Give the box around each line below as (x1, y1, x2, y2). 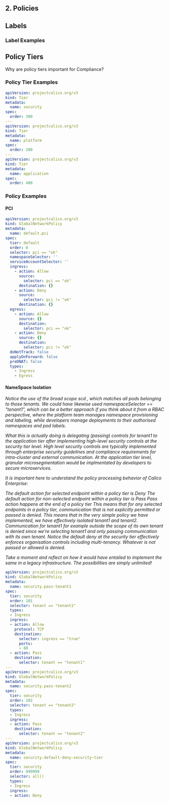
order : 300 (10, 114, 33, 119)
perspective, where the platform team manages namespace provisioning (5, 412, 158, 418)
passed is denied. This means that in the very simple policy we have (5, 512, 148, 518)
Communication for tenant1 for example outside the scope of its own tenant (5, 523, 163, 529)
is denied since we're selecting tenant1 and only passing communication (5, 528, 157, 534)
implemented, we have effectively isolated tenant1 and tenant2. (5, 518, 138, 524)
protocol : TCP (14, 626, 44, 632)
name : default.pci (10, 231, 49, 236)
